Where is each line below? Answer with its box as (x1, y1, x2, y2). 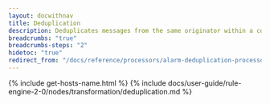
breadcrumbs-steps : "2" (8, 42, 88, 50)
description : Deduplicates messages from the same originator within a (8, 26, 253, 34)
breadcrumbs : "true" (8, 34, 78, 42)
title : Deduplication (8, 19, 81, 27)
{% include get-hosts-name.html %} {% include (8, 78, 166, 88)
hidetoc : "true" (8, 49, 63, 57)
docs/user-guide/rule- (167, 78, 242, 88)
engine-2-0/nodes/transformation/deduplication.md (8, 86, 181, 96)
